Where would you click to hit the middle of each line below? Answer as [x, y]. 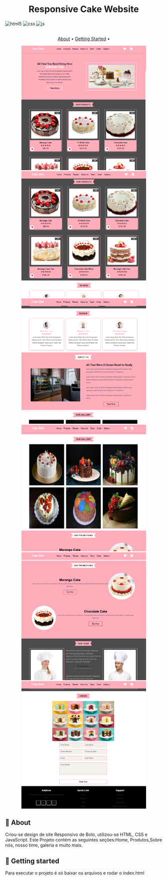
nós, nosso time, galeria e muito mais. [44, 845]
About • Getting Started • [84, 39]
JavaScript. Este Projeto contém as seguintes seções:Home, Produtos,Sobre [84, 840]
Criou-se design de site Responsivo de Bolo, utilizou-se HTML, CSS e [77, 834]
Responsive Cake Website [84, 9]
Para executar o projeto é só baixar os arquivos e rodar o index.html [75, 873]
